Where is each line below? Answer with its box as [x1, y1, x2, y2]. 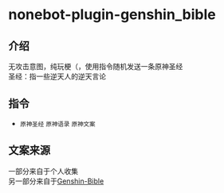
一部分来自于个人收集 [8, 166, 78, 176]
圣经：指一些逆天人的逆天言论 [8, 71, 106, 81]
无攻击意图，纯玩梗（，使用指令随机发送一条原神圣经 [8, 62, 183, 71]
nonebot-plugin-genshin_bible [8, 6, 217, 24]
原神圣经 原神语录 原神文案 [19, 120, 96, 128]
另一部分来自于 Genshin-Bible [8, 176, 104, 186]
